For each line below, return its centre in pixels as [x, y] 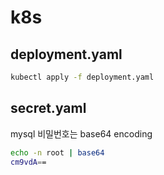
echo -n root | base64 [57, 152]
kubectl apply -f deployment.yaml [82, 77]
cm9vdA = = [28, 162]
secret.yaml [48, 108]
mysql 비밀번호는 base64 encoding [81, 133]
